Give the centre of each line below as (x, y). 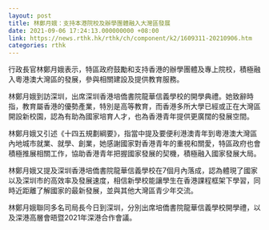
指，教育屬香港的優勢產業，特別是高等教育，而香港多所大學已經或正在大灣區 (134, 107)
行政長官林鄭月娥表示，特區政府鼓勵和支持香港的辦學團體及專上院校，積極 (131, 70)
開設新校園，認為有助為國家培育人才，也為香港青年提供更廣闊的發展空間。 (131, 116)
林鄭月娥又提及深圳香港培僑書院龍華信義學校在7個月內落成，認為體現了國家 (133, 171)
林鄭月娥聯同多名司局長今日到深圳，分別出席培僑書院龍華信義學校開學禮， (131, 208)
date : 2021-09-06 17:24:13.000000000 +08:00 (84, 30)
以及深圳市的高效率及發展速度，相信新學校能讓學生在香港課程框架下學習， (131, 180)
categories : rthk (37, 46)
